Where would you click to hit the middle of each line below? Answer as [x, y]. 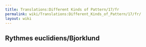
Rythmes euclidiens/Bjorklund [52, 38]
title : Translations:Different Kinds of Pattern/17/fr [62, 9]
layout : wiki [18, 18]
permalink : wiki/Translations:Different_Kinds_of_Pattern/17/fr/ [73, 14]
